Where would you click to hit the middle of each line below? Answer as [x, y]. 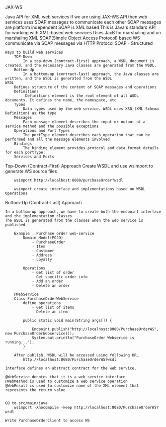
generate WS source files [31, 171]
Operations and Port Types [42, 131]
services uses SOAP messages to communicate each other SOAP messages [83, 22]
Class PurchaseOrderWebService [46, 299]
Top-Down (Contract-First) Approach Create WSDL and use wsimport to [79, 166]
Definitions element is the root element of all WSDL [82, 96]
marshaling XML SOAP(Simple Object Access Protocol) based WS [73, 38]
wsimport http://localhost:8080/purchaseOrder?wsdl [69, 180]
